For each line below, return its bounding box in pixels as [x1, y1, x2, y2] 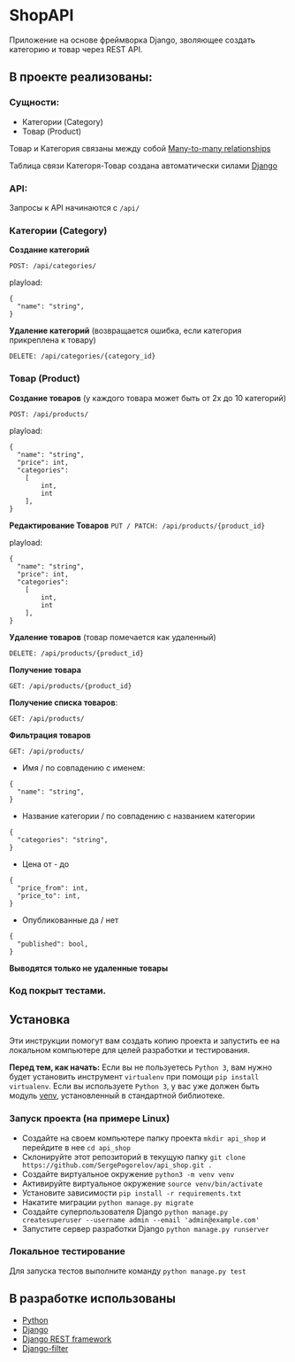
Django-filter [21, 1343, 69, 1353]
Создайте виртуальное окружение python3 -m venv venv [21, 1168, 235, 1179]
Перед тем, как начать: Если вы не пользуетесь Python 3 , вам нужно [9, 1062, 272, 1072]
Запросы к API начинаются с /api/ [9, 202, 140, 213]
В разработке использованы [9, 1291, 177, 1306]
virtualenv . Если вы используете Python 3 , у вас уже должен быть [9, 1081, 261, 1092]
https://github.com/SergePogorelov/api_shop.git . [21, 1161, 213, 1170]
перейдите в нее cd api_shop [21, 1141, 131, 1152]
